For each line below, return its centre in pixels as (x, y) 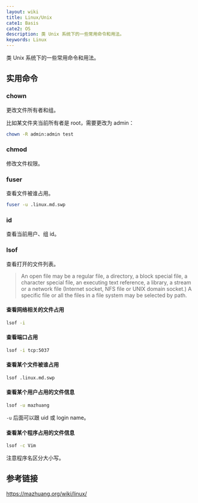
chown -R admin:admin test (40, 134)
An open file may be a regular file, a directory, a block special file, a (104, 276)
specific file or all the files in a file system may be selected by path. (104, 295)
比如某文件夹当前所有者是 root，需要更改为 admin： (70, 123)
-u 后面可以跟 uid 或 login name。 (48, 417)
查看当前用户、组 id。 (33, 234)
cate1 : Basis (22, 23)
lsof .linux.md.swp (31, 378)
